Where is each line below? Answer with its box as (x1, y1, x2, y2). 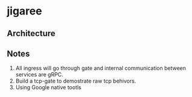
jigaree (7, 4, 43, 18)
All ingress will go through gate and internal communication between (15, 64, 186, 72)
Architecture (7, 28, 56, 39)
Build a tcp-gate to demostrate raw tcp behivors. (15, 77, 137, 85)
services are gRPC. (15, 71, 64, 78)
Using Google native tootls (15, 84, 82, 91)
